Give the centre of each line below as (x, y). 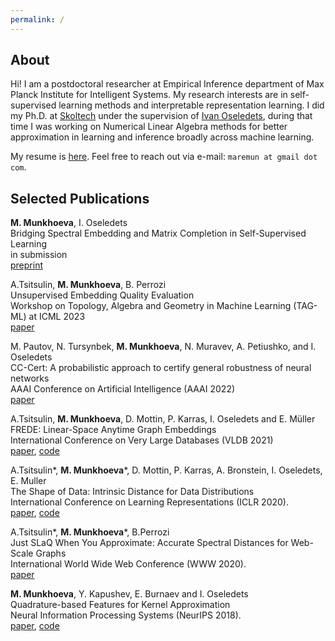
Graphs (51, 553)
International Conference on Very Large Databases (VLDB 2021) (142, 440)
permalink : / (37, 19)
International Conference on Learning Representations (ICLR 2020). (149, 502)
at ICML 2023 (57, 317)
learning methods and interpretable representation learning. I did (191, 105)
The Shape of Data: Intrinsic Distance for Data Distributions (132, 492)
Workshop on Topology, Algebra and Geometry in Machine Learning (151, 306)
